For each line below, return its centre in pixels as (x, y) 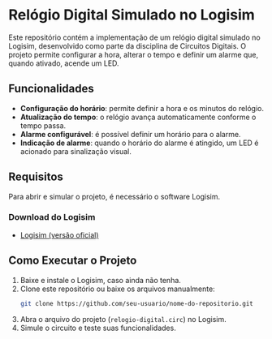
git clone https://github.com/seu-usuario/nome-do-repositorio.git (136, 303)
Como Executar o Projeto (73, 261)
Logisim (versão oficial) (59, 235)
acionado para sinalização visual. (76, 151)
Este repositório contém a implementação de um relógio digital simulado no (135, 37)
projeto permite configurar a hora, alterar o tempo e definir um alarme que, (134, 54)
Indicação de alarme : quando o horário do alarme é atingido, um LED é (139, 143)
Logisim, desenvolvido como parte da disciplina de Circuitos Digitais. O (127, 45)
